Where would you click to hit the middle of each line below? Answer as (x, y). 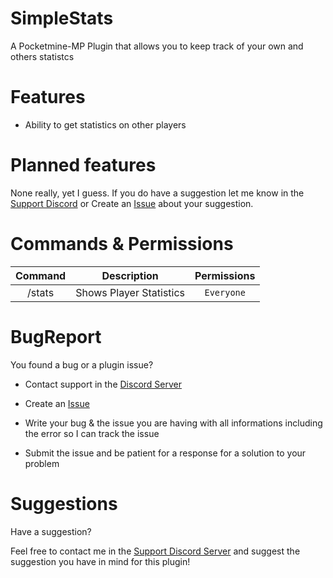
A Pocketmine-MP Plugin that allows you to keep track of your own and (157, 46)
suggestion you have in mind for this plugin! (100, 561)
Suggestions (64, 503)
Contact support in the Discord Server (103, 384)
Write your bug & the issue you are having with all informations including (173, 423)
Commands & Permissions (122, 244)
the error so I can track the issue (92, 433)
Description (130, 275)
